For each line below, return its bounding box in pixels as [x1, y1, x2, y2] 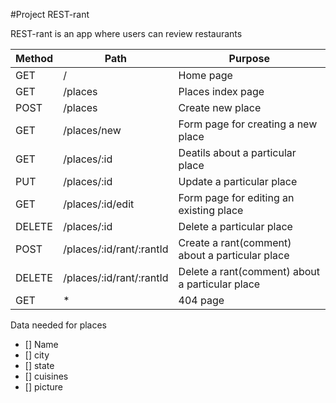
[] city [24, 349, 50, 361]
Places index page [178, 85, 265, 98]
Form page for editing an [178, 191, 295, 204]
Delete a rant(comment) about [178, 265, 320, 278]
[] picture [24, 381, 63, 393]
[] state [24, 360, 55, 371]
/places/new [63, 124, 122, 137]
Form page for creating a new [178, 117, 318, 131]
